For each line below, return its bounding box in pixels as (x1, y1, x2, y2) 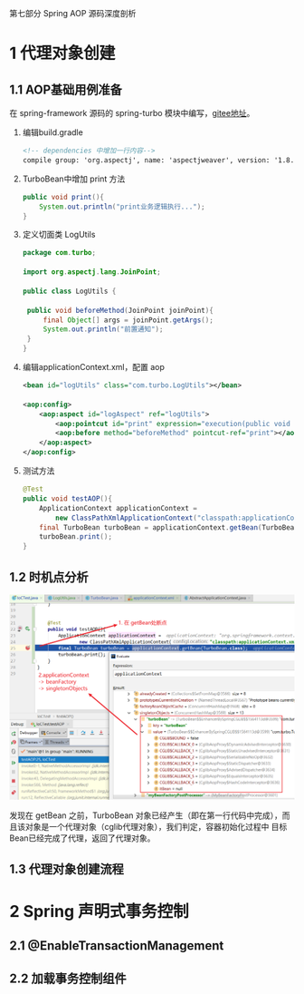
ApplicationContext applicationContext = (39, 503, 197, 512)
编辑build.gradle (22, 127, 83, 138)
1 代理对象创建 (9, 44, 116, 63)
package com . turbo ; (22, 248, 97, 258)
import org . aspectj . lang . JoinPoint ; (22, 268, 161, 277)
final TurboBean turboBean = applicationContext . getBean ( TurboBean (39, 522, 299, 532)
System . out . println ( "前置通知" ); (43, 325, 164, 334)
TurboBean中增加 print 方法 (22, 173, 126, 184)
